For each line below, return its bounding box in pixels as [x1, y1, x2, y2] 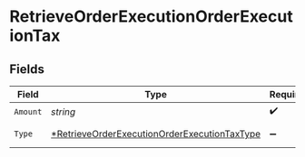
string [51, 106, 76, 118]
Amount [14, 106, 43, 116]
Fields [9, 61, 45, 77]
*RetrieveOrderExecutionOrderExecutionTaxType [51, 128, 261, 140]
